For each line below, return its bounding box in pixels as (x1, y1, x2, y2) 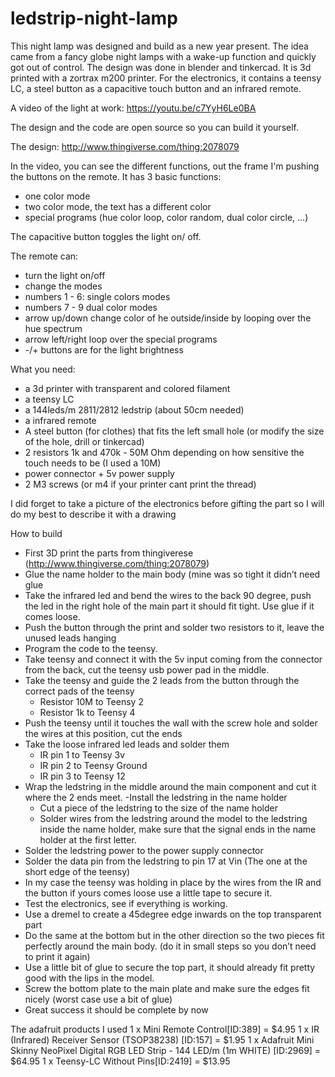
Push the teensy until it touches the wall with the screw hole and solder (24, 717, 318, 729)
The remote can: (10, 250, 79, 262)
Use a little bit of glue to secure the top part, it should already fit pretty (24, 961, 316, 973)
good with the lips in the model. (24, 972, 155, 984)
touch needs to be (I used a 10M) (24, 457, 162, 469)
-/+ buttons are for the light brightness (24, 343, 184, 356)
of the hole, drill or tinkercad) (24, 435, 145, 447)
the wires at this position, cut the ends (24, 727, 183, 739)
